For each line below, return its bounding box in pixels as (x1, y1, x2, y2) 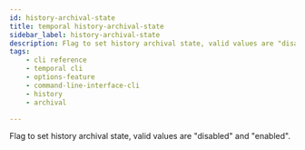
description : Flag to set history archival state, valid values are (9, 38, 274, 48)
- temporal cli (25, 65, 84, 74)
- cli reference (25, 55, 88, 65)
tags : (9, 47, 30, 56)
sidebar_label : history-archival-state (9, 30, 161, 39)
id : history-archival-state (9, 13, 116, 23)
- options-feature (25, 73, 95, 82)
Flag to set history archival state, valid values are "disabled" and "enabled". (9, 131, 290, 142)
